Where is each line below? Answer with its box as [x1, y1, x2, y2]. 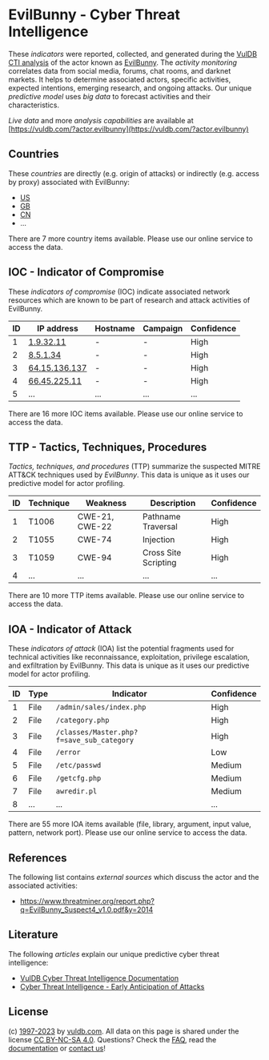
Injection [143, 534, 175, 545]
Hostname [94, 323, 135, 334]
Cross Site [143, 547, 182, 558]
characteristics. [8, 100, 60, 110]
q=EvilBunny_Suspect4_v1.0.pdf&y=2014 [19, 905, 154, 914]
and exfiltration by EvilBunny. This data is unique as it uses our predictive [8, 660, 250, 670]
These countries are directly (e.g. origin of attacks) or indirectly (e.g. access [8, 168, 260, 178]
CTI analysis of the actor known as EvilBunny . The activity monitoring [8, 58, 238, 67]
